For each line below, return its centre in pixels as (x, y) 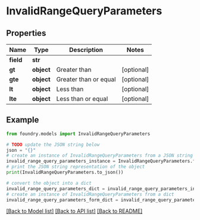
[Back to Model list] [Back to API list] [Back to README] (74, 211)
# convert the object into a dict (49, 183)
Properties (26, 33)
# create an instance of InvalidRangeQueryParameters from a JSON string (100, 156)
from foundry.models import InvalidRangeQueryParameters (78, 134)
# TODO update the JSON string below (53, 145)
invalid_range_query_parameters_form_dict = (62, 200)
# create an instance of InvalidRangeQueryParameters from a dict (90, 194)
